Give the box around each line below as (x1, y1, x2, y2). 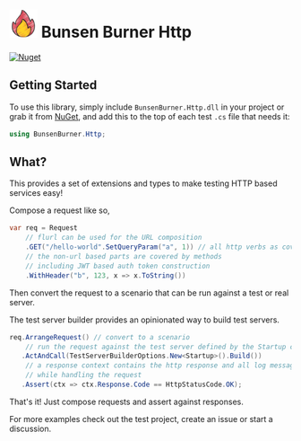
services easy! (9, 188, 64, 198)
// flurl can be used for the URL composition (25, 234, 202, 243)
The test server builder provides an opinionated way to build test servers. (9, 314, 280, 325)
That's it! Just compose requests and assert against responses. (9, 396, 245, 407)
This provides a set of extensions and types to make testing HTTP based (9, 178, 278, 189)
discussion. (9, 423, 52, 434)
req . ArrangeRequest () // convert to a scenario (9, 332, 191, 341)
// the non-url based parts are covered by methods (25, 252, 222, 261)
